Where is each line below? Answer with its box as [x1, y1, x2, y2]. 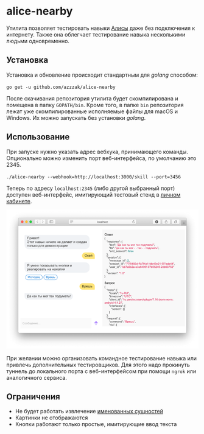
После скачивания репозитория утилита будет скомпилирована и [6, 94, 178, 102]
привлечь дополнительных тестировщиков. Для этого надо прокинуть [6, 361, 190, 368]
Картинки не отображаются [15, 414, 88, 421]
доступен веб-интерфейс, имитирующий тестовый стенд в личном [6, 191, 181, 198]
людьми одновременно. [6, 37, 70, 44]
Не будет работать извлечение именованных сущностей [15, 408, 163, 415]
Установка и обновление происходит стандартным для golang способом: [6, 71, 198, 79]
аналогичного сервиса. [6, 374, 67, 381]
